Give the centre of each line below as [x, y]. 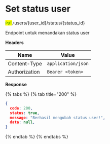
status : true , [25, 113]
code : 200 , [21, 108]
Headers [14, 42]
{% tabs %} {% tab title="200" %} [41, 94]
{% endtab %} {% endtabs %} [37, 137]
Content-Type [25, 63]
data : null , [23, 122]
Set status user [38, 9]
